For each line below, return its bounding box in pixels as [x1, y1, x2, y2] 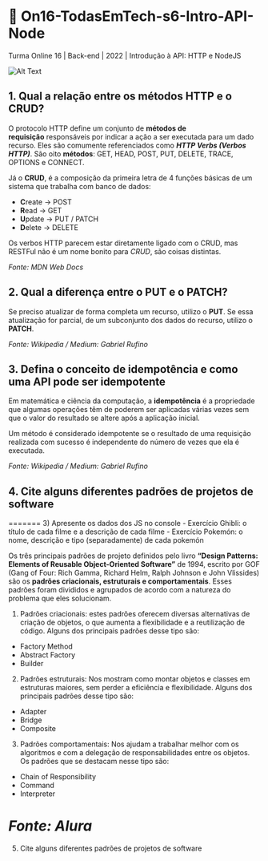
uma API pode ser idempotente [8, 374, 166, 388]
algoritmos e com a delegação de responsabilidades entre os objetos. [19, 748, 250, 758]
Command [19, 781, 54, 790]
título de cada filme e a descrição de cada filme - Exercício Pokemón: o [8, 527, 243, 536]
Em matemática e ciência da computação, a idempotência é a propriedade [8, 396, 255, 406]
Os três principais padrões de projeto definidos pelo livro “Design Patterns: [8, 551, 258, 560]
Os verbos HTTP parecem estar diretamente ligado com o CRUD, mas [8, 238, 238, 248]
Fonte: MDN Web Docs [8, 262, 84, 272]
